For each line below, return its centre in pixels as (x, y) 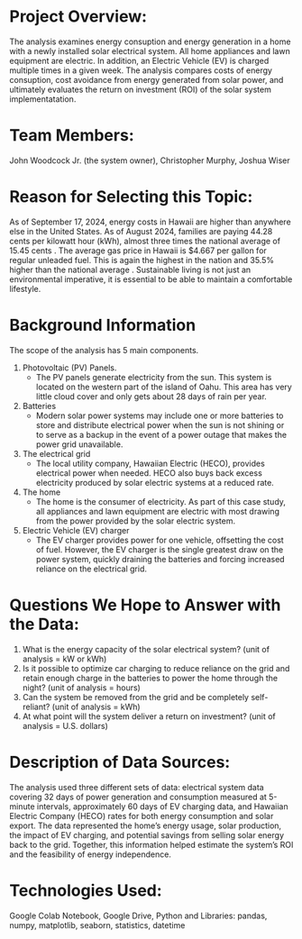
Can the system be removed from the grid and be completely (136, 697)
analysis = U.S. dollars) (65, 725)
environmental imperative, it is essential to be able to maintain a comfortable (151, 279)
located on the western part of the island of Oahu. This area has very (164, 387)
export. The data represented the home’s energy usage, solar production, (146, 825)
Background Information (103, 325)
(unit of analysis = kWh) (96, 707)
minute (22, 806)
